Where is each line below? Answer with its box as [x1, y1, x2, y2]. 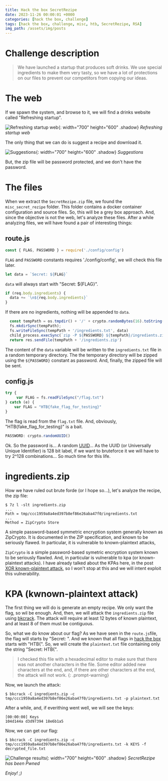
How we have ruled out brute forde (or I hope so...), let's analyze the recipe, [5, 487, 161, 493]
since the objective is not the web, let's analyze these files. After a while [5, 214, 154, 220]
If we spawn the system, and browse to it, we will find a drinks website [5, 109, 151, 115]
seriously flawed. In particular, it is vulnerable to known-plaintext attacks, [5, 539, 156, 545]
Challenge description [5, 48, 99, 59]
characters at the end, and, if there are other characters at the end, [17, 667, 156, 673]
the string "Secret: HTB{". [5, 646, 58, 652]
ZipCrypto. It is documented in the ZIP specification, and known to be [5, 534, 148, 540]
